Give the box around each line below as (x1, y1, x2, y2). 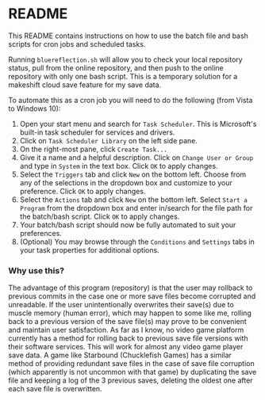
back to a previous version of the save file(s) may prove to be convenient (8, 317, 248, 326)
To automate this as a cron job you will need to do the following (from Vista (8, 95, 253, 105)
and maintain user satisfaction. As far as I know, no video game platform (8, 326, 244, 335)
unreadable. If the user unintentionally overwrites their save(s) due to (8, 300, 234, 310)
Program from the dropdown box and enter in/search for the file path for (19, 203, 253, 212)
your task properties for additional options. (19, 245, 160, 254)
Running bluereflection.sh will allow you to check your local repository (8, 55, 244, 64)
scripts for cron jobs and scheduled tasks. (8, 39, 146, 48)
